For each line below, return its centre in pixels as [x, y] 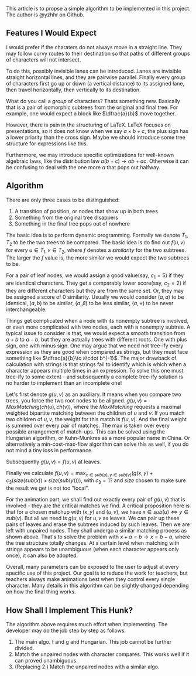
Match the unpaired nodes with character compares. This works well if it [102, 654]
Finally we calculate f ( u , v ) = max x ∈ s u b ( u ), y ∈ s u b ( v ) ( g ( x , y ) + [80, 474]
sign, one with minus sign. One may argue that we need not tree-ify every [95, 346]
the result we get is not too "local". [48, 488]
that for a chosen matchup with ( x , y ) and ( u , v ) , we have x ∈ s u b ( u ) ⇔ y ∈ [97, 512]
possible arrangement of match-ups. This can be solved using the [86, 431]
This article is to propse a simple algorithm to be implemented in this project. [98, 8]
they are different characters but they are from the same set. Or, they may [95, 291]
